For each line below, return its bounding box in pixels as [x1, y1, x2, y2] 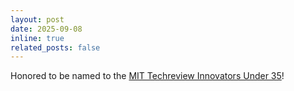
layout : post [10, 14, 65, 25]
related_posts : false [10, 42, 101, 53]
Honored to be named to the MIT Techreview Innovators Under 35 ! [10, 70, 285, 82]
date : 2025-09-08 [10, 24, 83, 34]
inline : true [10, 33, 65, 43]
